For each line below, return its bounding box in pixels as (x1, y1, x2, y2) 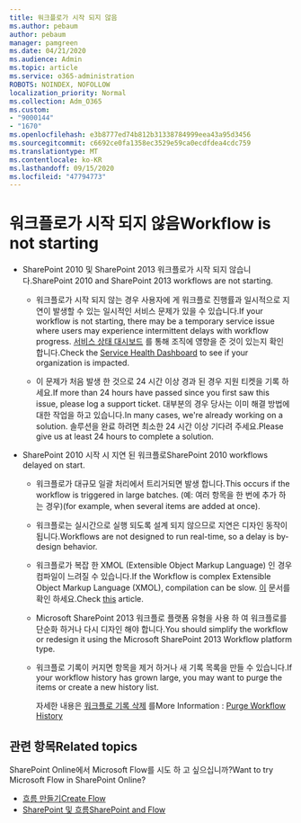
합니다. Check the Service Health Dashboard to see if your (35, 347, 249, 358)
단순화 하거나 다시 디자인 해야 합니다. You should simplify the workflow (35, 624, 288, 635)
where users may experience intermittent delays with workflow (35, 326, 270, 336)
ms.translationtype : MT (9, 147, 99, 156)
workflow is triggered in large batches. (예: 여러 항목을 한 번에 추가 (35, 489, 277, 500)
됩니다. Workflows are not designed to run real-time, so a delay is (35, 532, 275, 542)
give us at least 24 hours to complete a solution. (35, 431, 214, 442)
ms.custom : (9, 105, 50, 114)
